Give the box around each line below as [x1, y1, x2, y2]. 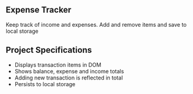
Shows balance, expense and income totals [14, 67, 125, 75]
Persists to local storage [14, 80, 76, 87]
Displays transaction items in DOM [14, 61, 101, 69]
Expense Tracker [5, 5, 71, 15]
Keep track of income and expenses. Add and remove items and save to [5, 21, 187, 28]
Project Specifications [5, 45, 92, 55]
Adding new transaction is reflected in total [14, 74, 123, 81]
